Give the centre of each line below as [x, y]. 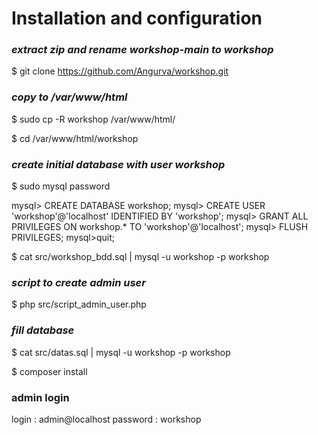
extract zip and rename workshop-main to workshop [142, 50]
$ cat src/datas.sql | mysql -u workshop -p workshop [121, 352]
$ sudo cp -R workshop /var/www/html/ [93, 119]
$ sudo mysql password [61, 186]
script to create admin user [78, 282]
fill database [43, 330]
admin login [40, 397]
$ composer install [49, 371]
